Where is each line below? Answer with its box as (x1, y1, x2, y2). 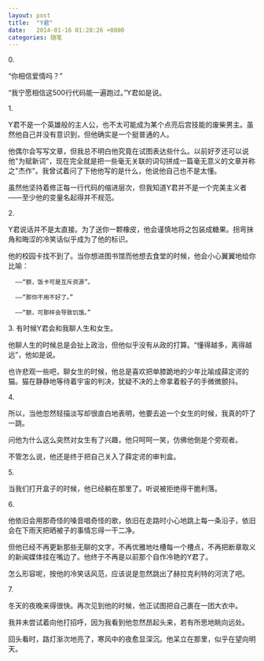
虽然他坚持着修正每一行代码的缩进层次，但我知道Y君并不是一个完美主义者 (8, 183, 247, 193)
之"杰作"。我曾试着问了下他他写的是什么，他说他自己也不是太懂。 (8, 166, 222, 175)
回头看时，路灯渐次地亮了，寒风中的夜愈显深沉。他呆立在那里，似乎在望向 (8, 634, 249, 644)
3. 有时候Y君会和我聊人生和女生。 (8, 323, 118, 333)
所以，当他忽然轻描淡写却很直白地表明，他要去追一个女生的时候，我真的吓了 (8, 408, 256, 418)
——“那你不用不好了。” (15, 294, 74, 301)
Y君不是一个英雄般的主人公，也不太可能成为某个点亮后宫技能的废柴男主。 (8, 120, 247, 130)
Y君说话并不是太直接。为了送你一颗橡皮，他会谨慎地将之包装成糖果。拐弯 (8, 225, 247, 234)
